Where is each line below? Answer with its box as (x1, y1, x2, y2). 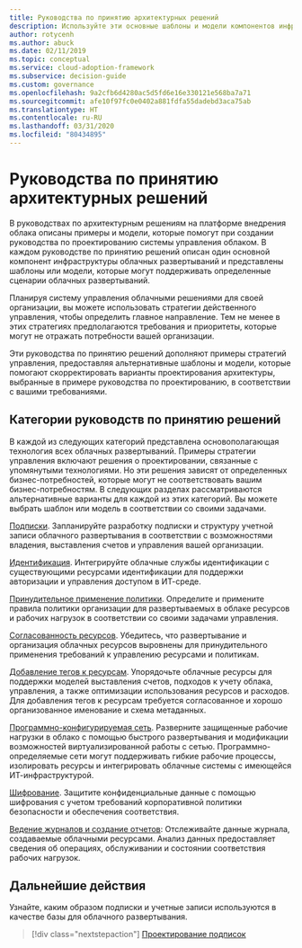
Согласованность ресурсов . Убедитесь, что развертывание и (9, 630, 247, 641)
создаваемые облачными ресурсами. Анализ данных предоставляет (9, 833, 276, 844)
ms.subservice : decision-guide (9, 72, 127, 81)
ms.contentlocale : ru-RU (9, 113, 102, 122)
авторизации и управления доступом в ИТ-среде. (9, 576, 202, 587)
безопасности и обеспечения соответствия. (9, 806, 180, 817)
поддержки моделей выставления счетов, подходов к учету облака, (9, 676, 273, 687)
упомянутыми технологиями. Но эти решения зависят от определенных (9, 465, 288, 475)
